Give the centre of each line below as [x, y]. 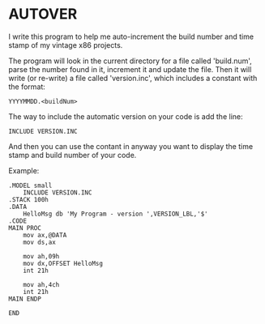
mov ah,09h [41, 256]
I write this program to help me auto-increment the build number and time [131, 36]
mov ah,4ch [41, 284]
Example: [24, 170]
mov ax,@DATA [45, 235]
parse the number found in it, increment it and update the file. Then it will [130, 69]
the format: [27, 87]
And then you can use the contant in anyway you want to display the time [131, 146]
